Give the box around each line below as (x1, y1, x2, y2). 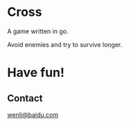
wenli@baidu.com (7, 110, 59, 118)
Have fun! (7, 65, 64, 80)
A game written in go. (7, 27, 69, 35)
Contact (7, 92, 43, 104)
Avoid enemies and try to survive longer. (7, 40, 123, 48)
